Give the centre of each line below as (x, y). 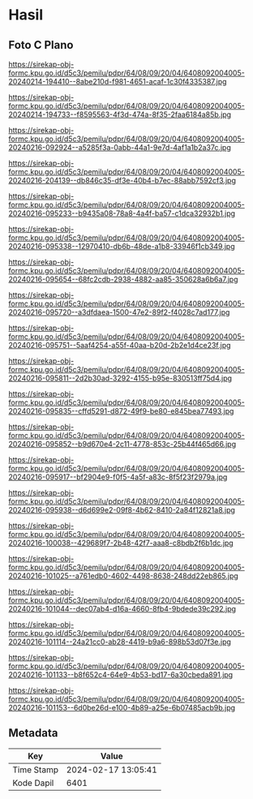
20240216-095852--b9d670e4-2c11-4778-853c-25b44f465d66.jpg (122, 444)
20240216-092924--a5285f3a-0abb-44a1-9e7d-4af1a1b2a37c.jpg (120, 147)
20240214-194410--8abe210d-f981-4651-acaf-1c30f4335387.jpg (118, 82)
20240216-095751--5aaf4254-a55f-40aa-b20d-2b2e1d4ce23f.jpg (120, 345)
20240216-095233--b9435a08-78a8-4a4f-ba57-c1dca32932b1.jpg (122, 213)
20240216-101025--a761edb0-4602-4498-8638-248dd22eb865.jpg (124, 576)
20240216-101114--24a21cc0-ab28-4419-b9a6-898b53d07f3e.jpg (120, 642)
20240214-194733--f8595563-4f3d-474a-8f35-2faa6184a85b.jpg (120, 114)
